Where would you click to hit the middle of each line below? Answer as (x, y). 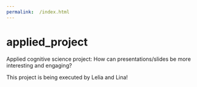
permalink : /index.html (38, 12)
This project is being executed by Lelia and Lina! (67, 77)
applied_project (47, 42)
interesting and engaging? (39, 65)
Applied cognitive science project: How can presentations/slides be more (99, 59)
